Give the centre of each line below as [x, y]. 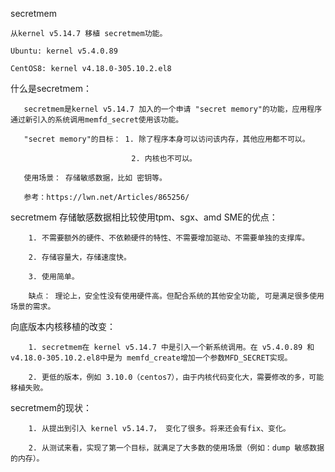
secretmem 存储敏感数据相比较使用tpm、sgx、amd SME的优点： [144, 217]
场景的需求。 [33, 307]
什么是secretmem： [51, 88]
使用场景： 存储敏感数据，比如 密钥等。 [95, 178]
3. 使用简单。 [54, 277]
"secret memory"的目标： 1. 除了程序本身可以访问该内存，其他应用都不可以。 [166, 139]
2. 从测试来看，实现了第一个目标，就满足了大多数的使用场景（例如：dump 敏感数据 [176, 448]
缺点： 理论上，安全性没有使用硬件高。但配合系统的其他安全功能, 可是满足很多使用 [176, 296]
